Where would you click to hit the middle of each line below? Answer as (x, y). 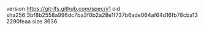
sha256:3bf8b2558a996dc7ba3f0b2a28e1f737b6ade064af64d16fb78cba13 (102, 15)
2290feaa (19, 21)
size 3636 (45, 21)
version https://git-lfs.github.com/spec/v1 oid (63, 9)
